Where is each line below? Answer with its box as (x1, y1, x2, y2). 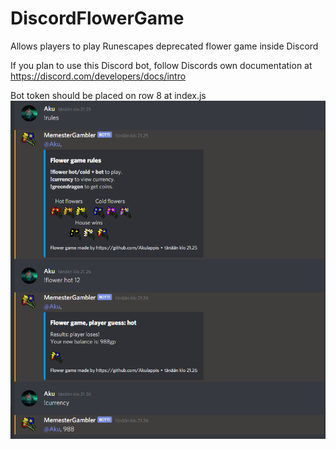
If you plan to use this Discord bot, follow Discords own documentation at (10, 59, 313, 71)
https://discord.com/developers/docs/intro (10, 70, 187, 82)
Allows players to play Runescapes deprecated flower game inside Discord (10, 40, 319, 52)
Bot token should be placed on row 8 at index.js (10, 89, 207, 101)
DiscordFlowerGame (10, 7, 185, 30)
